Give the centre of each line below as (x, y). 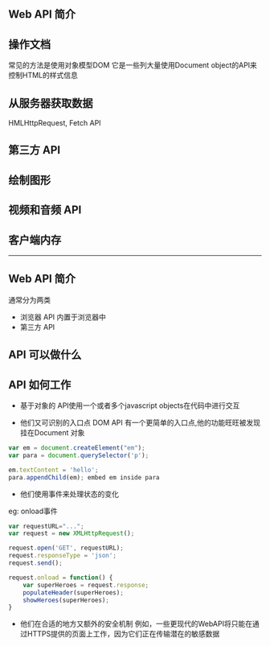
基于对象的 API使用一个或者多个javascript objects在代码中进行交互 (130, 405)
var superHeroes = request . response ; (86, 585)
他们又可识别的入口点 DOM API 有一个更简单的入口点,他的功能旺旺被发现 (140, 423)
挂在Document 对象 (52, 433)
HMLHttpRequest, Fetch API (55, 123)
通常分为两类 (29, 299)
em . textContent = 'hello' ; (53, 470)
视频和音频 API (45, 210)
